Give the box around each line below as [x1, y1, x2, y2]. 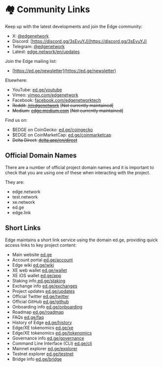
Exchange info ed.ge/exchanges [12, 283, 77, 289]
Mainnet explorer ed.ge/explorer [12, 345, 78, 351]
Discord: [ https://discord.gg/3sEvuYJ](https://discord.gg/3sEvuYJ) [12, 38, 147, 44]
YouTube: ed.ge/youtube [12, 86, 62, 92]
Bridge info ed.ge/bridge [12, 356, 62, 362]
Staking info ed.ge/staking [12, 278, 66, 283]
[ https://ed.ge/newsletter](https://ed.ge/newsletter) [12, 67, 116, 74]
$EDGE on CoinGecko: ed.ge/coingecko [12, 126, 93, 133]
